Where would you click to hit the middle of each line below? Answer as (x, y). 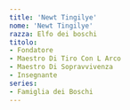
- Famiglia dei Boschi (51, 91)
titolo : (24, 42)
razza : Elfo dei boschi (53, 34)
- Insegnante (33, 75)
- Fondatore (31, 51)
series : (24, 83)
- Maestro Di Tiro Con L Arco (65, 59)
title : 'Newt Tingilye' (53, 17)
